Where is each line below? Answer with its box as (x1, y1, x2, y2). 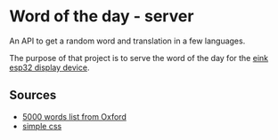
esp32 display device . (9, 62, 90, 73)
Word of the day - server (9, 6, 194, 27)
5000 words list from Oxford (21, 111, 127, 121)
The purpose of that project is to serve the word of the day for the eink (9, 52, 269, 63)
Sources (9, 88, 57, 103)
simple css (21, 121, 62, 131)
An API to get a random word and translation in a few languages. (9, 35, 246, 46)
